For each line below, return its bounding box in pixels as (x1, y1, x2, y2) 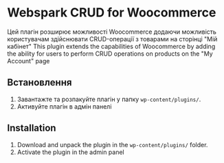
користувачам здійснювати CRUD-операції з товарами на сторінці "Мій (7, 34, 218, 43)
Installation (7, 122, 56, 134)
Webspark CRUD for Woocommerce (7, 5, 216, 21)
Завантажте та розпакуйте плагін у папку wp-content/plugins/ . (16, 95, 201, 103)
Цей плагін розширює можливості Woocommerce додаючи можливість (7, 28, 216, 36)
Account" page (7, 56, 50, 65)
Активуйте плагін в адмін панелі (16, 102, 112, 111)
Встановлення (7, 77, 72, 89)
